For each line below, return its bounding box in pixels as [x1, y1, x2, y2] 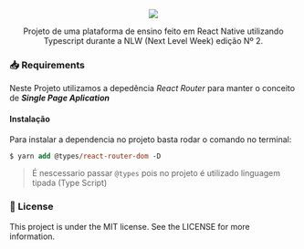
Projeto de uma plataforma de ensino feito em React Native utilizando [22, 26, 285, 36]
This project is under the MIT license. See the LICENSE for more [9, 221, 251, 232]
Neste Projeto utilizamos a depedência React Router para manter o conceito [9, 83, 295, 94]
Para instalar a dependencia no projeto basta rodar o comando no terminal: [9, 133, 292, 145]
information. [9, 231, 56, 242]
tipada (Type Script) [31, 178, 108, 189]
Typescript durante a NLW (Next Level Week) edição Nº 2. [43, 36, 264, 46]
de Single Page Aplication [9, 92, 110, 104]
